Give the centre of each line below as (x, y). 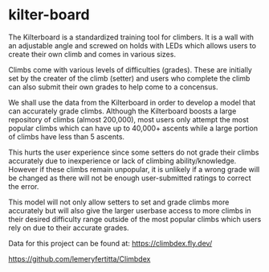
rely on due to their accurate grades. (69, 228)
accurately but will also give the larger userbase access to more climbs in (130, 210)
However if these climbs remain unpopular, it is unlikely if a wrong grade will (134, 169)
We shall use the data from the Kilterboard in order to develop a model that (132, 102)
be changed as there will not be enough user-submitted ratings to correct (130, 178)
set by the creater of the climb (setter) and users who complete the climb (129, 78)
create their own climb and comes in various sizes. (92, 54)
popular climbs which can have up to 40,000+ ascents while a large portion (133, 128)
